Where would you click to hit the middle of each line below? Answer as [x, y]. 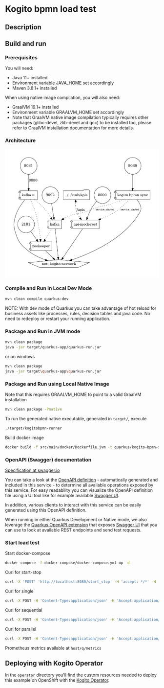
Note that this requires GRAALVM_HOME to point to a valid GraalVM [73, 394]
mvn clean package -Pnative [34, 410]
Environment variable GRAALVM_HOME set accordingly [68, 112]
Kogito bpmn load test [51, 9]
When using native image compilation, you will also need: [63, 98]
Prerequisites [21, 57]
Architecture [20, 140]
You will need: [19, 68]
